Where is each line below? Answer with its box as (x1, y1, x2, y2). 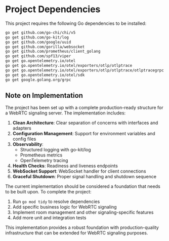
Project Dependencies (5, 4, 101, 15)
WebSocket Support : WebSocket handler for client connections (12, 168, 146, 174)
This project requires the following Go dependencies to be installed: (5, 20, 147, 26)
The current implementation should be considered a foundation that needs (5, 183, 160, 189)
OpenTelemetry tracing (20, 157, 68, 164)
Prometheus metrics (20, 152, 63, 158)
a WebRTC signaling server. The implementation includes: (5, 110, 126, 116)
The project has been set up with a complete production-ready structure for (5, 105, 163, 111)
